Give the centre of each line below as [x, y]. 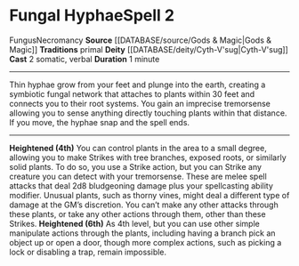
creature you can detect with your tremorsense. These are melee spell [138, 176]
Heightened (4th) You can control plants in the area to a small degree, [138, 148]
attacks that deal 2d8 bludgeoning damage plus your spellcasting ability [141, 185]
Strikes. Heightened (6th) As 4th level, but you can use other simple [134, 223]
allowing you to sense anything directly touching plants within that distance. [148, 113]
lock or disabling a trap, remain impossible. [88, 252]
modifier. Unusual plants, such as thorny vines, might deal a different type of [149, 195]
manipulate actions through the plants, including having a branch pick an [142, 233]
